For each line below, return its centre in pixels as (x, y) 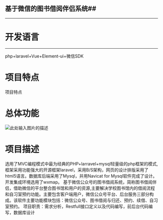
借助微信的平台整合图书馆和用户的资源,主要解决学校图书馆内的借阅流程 (84, 188)
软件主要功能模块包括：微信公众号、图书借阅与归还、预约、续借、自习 (88, 200)
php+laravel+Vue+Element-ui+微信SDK (44, 56)
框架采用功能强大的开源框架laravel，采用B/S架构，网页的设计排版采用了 (77, 170)
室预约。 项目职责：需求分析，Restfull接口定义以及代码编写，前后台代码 (77, 206)
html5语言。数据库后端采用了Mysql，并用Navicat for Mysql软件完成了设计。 (81, 176)
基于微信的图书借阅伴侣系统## (51, 9)
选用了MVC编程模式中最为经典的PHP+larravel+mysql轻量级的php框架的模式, (81, 164)
